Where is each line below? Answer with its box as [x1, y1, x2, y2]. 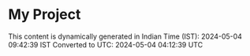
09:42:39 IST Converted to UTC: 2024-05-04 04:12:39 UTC [8, 39, 203, 49]
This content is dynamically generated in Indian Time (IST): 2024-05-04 [8, 32, 243, 41]
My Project [8, 6, 81, 24]
